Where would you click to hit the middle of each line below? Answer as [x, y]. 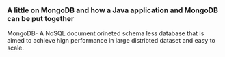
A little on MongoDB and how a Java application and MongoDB [113, 10]
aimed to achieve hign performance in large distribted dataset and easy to [111, 41]
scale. [15, 48]
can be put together [41, 18]
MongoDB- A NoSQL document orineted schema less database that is [106, 33]
